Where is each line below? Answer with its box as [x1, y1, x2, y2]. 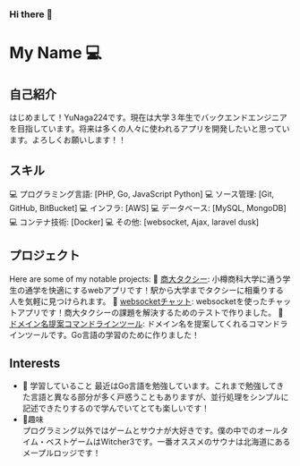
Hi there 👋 [9, 8, 54, 21]
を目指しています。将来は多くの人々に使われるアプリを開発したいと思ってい [9, 123, 290, 133]
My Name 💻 [9, 43, 103, 64]
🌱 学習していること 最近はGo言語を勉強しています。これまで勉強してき [21, 380, 285, 392]
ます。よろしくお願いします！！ [9, 134, 127, 145]
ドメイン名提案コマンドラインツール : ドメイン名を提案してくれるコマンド [9, 318, 280, 329]
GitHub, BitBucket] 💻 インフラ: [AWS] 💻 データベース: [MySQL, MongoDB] [9, 202, 287, 213]
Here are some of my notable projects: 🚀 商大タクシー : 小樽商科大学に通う [9, 273, 283, 284]
